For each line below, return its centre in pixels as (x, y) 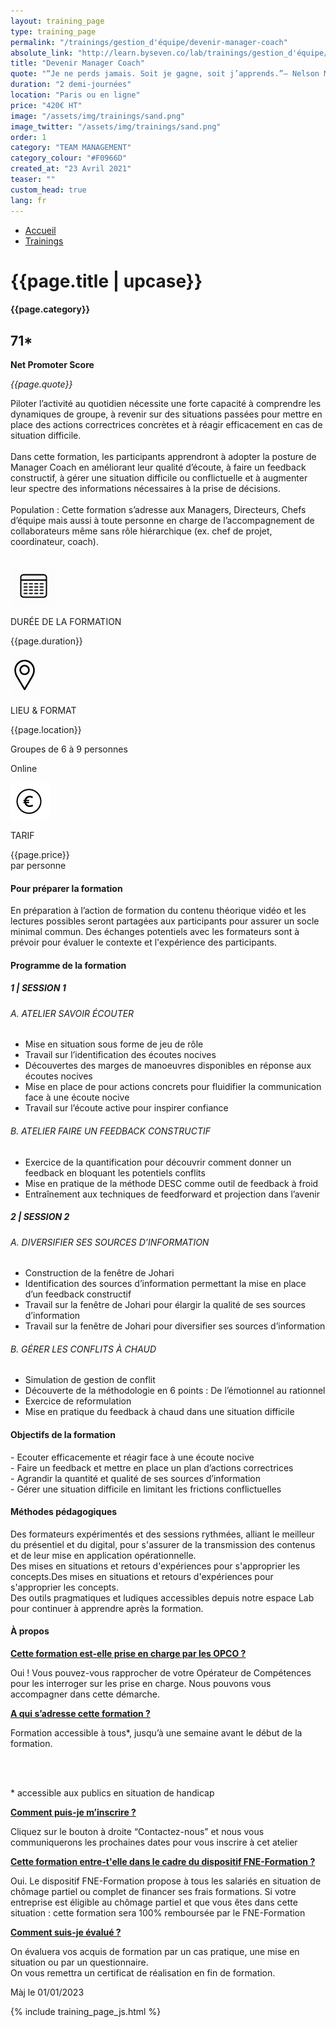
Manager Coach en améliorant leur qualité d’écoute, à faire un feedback (158, 467)
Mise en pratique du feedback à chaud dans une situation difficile (159, 1412)
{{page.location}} (46, 730)
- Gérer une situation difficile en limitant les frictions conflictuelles (146, 1489)
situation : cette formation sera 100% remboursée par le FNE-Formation (158, 1913)
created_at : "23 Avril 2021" (71, 169)
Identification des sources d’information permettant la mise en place (165, 1284)
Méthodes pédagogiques (64, 1512)
